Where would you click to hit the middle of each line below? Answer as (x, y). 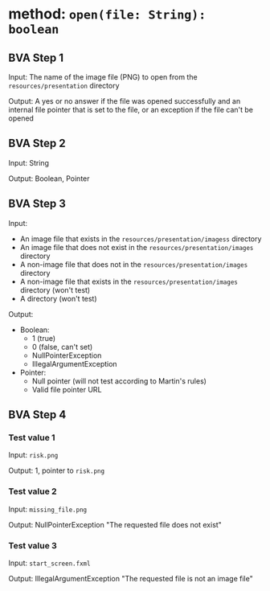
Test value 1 (32, 437)
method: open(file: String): (107, 14)
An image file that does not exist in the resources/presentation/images (137, 247)
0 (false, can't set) (62, 347)
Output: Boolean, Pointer (49, 179)
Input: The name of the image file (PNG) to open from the (103, 77)
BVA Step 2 (37, 144)
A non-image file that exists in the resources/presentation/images (129, 281)
